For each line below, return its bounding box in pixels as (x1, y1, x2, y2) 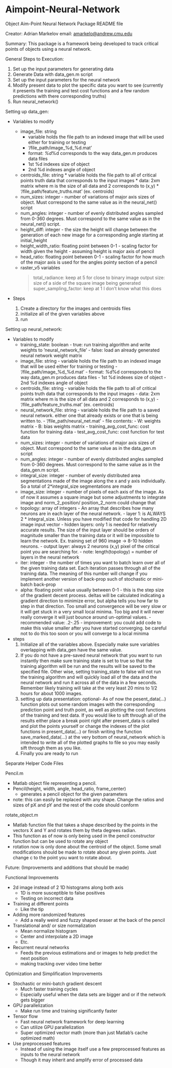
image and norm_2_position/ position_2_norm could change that (20, 499, 156, 506)
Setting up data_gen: (5, 108, 49, 114)
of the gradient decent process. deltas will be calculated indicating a (20, 592, 165, 598)
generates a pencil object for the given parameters (20, 791, 128, 797)
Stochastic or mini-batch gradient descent (12, 980, 102, 986)
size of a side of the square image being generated (33, 280, 141, 286)
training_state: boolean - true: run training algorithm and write (20, 341, 150, 347)
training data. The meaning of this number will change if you (20, 570, 147, 577)
